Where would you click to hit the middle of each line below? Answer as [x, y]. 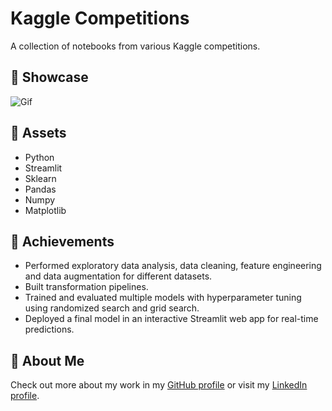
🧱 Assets [38, 133]
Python [39, 157]
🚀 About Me [47, 360]
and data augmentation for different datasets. [118, 276]
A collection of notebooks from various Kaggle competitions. [135, 46]
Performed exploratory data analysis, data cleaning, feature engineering [173, 266]
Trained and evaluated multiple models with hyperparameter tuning [163, 298]
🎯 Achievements [62, 241]
